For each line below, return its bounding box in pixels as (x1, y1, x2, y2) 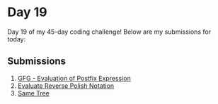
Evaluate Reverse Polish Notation (17, 82, 115, 90)
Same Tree (17, 89, 50, 97)
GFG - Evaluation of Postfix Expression (17, 74, 131, 82)
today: (7, 34, 26, 43)
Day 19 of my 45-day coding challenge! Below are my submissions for (7, 27, 211, 36)
